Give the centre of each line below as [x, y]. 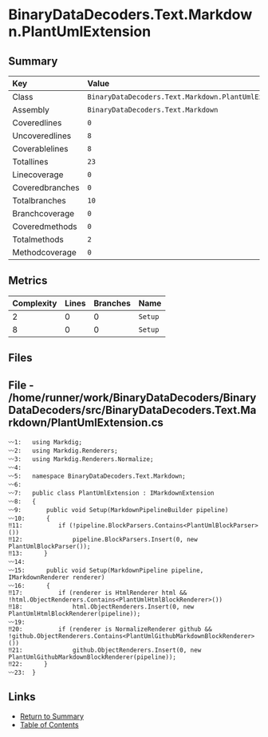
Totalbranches [39, 201]
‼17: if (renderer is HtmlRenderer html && [98, 593]
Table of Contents [49, 724]
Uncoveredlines [42, 136]
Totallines [30, 162]
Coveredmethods [45, 227]
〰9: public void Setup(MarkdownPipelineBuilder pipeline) [118, 510]
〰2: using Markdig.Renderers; [63, 451]
